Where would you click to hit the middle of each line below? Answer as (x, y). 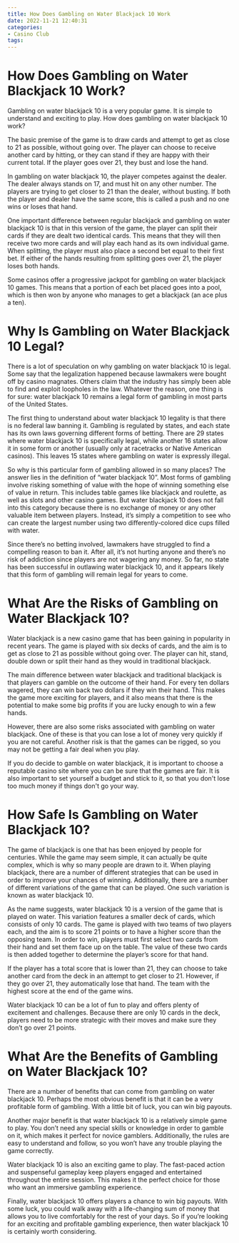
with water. (24, 530)
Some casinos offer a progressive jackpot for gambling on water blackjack (117, 280)
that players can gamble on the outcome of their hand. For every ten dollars (118, 682)
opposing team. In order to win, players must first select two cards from (113, 939)
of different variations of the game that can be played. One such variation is (118, 887)
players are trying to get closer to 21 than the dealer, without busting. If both (119, 192)
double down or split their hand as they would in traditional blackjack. (110, 661)
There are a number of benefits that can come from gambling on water (111, 1091)
